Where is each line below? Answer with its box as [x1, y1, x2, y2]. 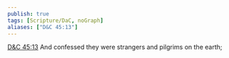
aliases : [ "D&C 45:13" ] [7, 23, 78, 30]
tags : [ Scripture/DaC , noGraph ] [7, 17, 103, 24]
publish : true [7, 10, 50, 18]
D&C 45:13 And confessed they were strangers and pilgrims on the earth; [7, 43, 223, 52]
